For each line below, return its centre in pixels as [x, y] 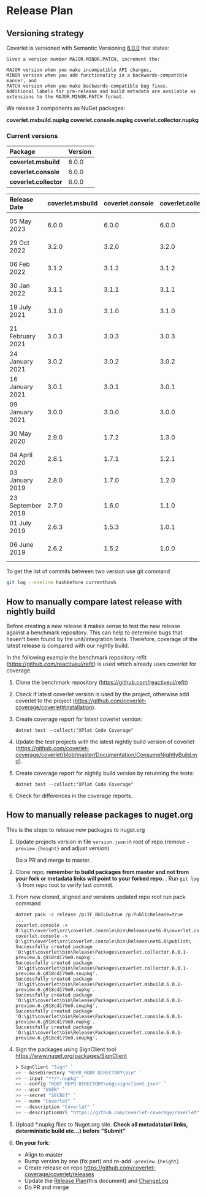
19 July [21, 307]
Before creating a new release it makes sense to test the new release [93, 626]
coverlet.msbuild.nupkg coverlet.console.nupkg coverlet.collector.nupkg [103, 120]
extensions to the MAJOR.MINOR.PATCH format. [65, 97]
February [22, 336]
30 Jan [20, 286]
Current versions [32, 135]
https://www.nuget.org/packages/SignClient [71, 1055]
